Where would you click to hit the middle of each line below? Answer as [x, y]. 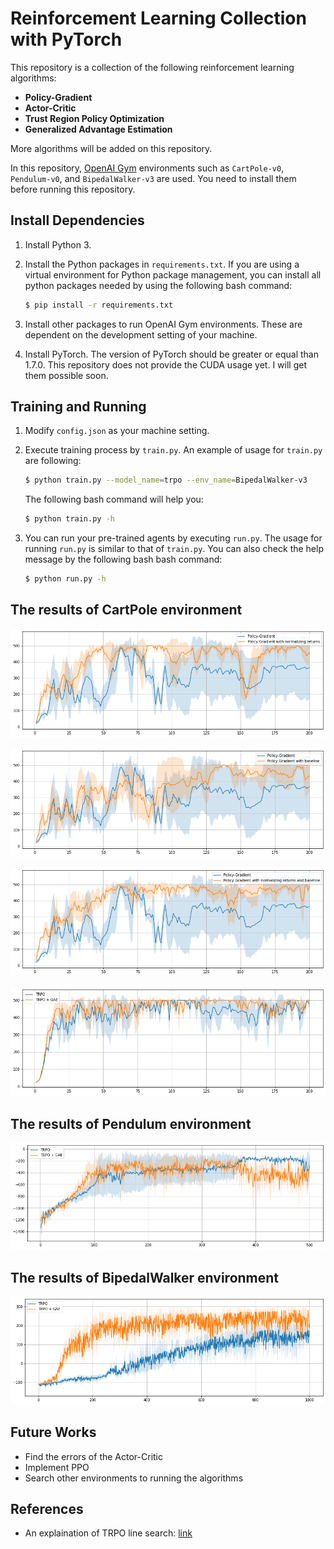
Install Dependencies [77, 220]
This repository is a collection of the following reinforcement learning [152, 67]
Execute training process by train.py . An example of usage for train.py [173, 450]
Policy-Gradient [58, 97]
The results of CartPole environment [126, 610]
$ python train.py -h [69, 519]
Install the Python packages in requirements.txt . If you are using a [162, 264]
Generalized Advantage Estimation [98, 129]
